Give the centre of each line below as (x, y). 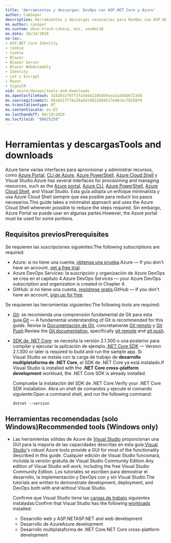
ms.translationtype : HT (31, 105)
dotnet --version (31, 403)
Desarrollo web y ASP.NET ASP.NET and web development (81, 518)
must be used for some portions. (39, 218)
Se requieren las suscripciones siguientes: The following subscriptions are (82, 247)
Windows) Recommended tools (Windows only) (82, 427)
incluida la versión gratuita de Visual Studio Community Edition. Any (83, 461)
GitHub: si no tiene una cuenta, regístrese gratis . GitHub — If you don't (86, 289)
